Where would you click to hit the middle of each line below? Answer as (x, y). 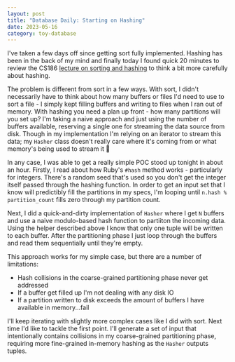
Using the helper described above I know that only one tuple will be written (115, 228)
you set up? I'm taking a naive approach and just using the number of (107, 119)
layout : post (26, 14)
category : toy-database (42, 33)
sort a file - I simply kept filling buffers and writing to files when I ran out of (115, 104)
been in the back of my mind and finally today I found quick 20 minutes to (113, 61)
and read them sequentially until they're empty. (75, 243)
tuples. (17, 351)
